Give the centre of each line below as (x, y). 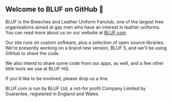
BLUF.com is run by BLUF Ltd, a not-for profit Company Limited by (76, 88)
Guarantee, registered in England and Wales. (53, 94)
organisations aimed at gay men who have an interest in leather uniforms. (83, 27)
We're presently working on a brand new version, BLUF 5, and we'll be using (86, 48)
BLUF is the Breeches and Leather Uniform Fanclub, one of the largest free (84, 21)
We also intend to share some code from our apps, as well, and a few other (85, 63)
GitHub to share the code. (33, 53)
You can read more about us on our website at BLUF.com (66, 32)
